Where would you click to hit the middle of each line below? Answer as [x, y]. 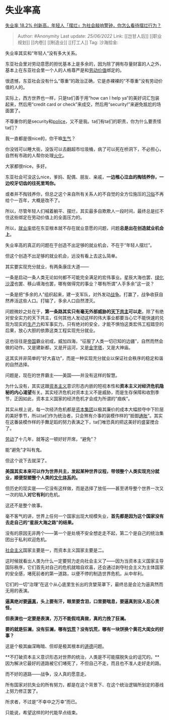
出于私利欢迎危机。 [29, 539]
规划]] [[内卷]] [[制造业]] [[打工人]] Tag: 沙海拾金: [68, 42]
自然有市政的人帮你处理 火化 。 [36, 155]
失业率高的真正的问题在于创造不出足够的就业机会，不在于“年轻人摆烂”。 [80, 245]
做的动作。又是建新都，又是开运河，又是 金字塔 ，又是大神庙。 [69, 347]
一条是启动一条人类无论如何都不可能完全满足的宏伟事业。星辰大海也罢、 [80, 277]
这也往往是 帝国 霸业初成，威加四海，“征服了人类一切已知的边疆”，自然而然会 [84, 341]
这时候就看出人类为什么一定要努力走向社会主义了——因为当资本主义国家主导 [84, 561]
